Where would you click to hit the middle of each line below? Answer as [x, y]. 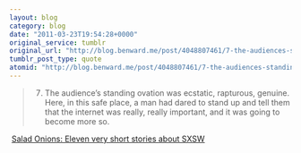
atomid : [24, 68]
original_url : [36, 51]
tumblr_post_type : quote [56, 59]
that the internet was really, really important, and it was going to [162, 112]
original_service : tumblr [57, 42]
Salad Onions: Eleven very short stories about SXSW [108, 139]
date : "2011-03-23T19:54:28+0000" [74, 34]
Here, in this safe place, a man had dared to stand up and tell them [168, 102]
